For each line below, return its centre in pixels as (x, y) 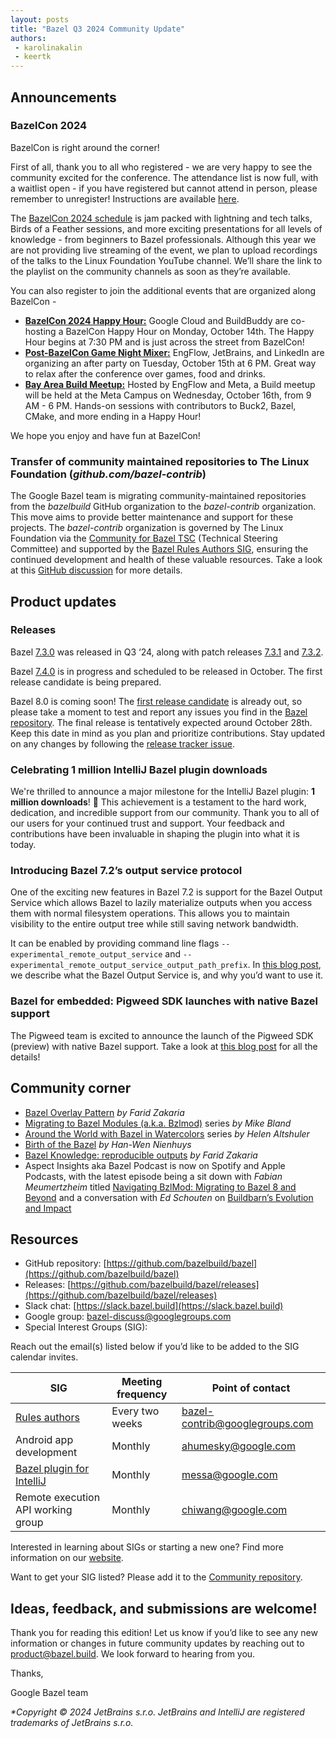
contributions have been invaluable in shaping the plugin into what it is (155, 834)
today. (23, 845)
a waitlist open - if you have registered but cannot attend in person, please (164, 188)
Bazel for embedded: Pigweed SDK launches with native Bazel (164, 1001)
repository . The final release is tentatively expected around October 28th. (161, 722)
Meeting (142, 1382)
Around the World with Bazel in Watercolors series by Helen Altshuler (167, 1133)
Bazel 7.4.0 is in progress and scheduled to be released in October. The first (166, 671)
